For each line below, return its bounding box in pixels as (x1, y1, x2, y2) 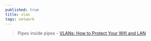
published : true (5, 7, 39, 12)
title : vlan (5, 12, 30, 17)
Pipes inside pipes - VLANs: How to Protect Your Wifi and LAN (17, 30, 146, 36)
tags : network (5, 16, 35, 21)
